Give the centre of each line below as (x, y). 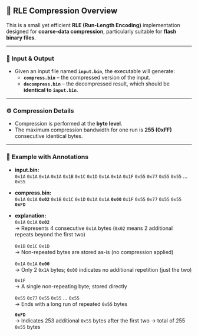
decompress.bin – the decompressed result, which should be (96, 84)
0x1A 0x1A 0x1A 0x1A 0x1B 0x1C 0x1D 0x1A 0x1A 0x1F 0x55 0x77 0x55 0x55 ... (101, 176)
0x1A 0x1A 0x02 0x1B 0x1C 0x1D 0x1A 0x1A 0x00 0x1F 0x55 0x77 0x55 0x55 (98, 199)
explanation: (30, 215)
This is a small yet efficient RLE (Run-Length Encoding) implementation (93, 25)
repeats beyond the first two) (50, 234)
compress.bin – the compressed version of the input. (87, 78)
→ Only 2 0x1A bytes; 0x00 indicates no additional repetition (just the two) (103, 269)
